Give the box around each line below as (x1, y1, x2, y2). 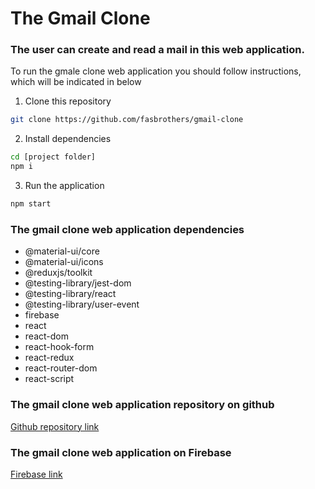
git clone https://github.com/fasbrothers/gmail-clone (10, 115, 244, 125)
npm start (10, 199, 52, 209)
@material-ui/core (24, 245, 100, 257)
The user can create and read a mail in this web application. (10, 43, 305, 57)
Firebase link (10, 468, 63, 480)
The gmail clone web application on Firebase (10, 445, 232, 459)
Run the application (24, 180, 105, 192)
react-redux (24, 352, 75, 364)
